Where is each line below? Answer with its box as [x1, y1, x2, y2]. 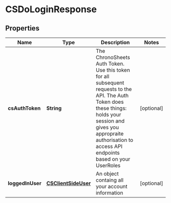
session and [96, 118, 125, 124]
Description [101, 39, 130, 46]
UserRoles [96, 162, 121, 169]
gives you [96, 124, 119, 131]
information [96, 189, 124, 196]
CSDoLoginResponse [5, 4, 97, 15]
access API [96, 143, 123, 150]
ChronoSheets [96, 54, 130, 61]
